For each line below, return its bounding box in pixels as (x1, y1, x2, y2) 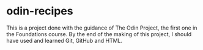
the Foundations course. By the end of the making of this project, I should (6, 30, 192, 37)
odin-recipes (6, 4, 73, 18)
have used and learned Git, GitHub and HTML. (6, 37, 123, 44)
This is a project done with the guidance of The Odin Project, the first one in (6, 24, 197, 31)
